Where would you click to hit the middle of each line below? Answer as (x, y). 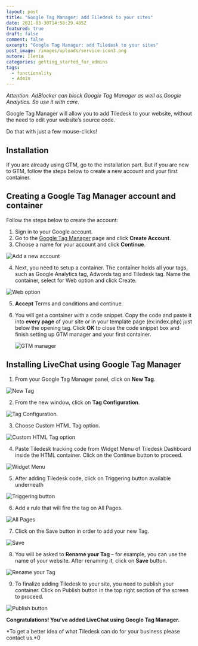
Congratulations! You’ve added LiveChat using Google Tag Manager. (93, 620)
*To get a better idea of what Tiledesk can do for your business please (93, 631)
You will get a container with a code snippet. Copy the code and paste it (103, 315)
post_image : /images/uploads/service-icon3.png (66, 51)
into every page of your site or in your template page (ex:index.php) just (103, 322)
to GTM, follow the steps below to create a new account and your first (92, 171)
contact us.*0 (23, 638)
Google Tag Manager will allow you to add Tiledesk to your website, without (99, 114)
